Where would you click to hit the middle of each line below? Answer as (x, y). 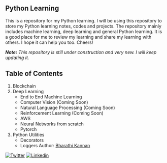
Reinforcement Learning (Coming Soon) (62, 113)
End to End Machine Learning (51, 97)
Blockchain (24, 86)
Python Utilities (28, 134)
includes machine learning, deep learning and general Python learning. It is (84, 31)
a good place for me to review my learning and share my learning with (78, 37)
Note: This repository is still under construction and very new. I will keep (81, 52)
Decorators (32, 140)
